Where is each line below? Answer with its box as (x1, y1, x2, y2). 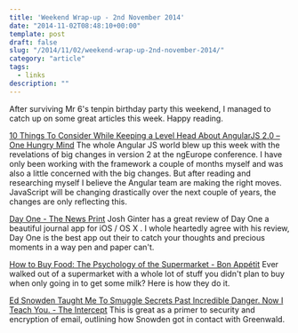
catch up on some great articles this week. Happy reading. (9, 113, 224, 123)
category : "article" (9, 54, 86, 63)
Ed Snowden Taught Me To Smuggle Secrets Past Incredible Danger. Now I (9, 295, 284, 305)
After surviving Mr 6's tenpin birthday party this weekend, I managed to (9, 103, 271, 114)
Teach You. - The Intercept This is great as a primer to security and (9, 304, 255, 315)
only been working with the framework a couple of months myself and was (9, 158, 284, 169)
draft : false (9, 37, 58, 47)
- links (17, 71, 46, 80)
